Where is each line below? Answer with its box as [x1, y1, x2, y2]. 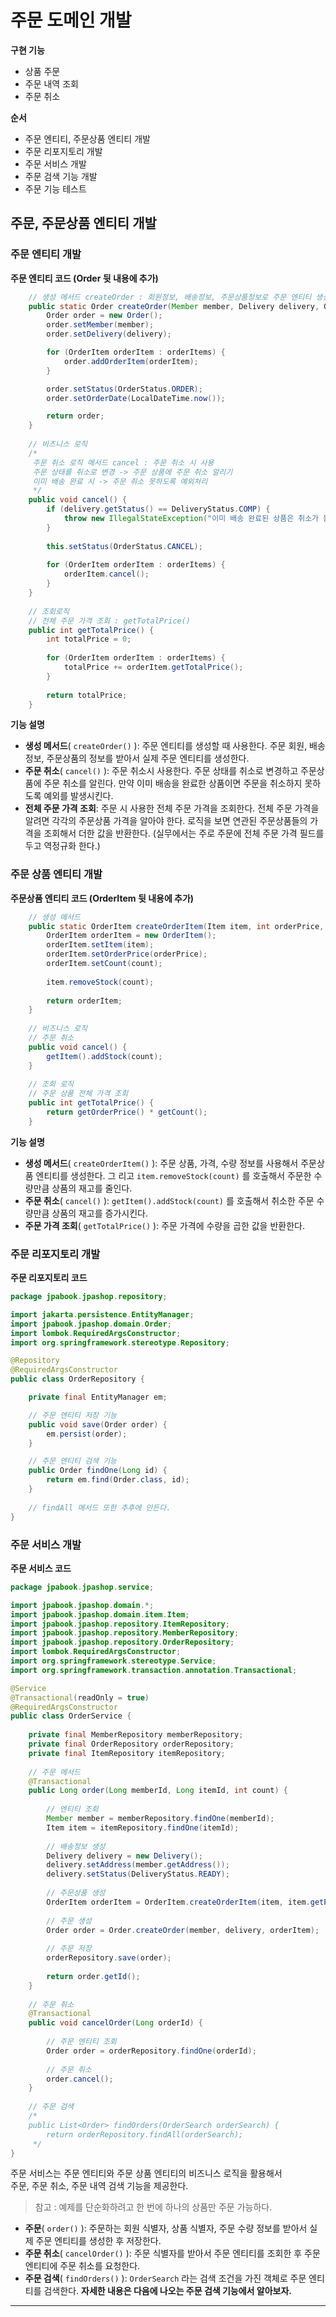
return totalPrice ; [46, 690, 128, 700]
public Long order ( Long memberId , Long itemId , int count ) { [28, 1786, 289, 1796]
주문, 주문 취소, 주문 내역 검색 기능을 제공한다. [10, 2180, 189, 2192]
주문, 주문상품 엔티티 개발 [10, 215, 157, 232]
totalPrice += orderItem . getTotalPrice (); [63, 662, 244, 672]
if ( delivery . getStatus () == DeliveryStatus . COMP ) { [46, 504, 271, 515]
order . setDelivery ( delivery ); [46, 329, 172, 340]
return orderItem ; [46, 996, 123, 1006]
